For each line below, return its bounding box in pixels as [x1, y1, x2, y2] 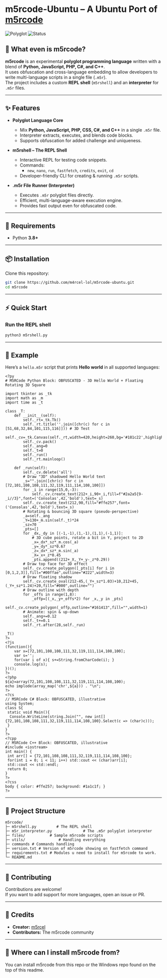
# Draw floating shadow [23, 575, 72, 580]
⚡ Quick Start [5, 304, 47, 312]
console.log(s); [14, 662, 48, 667]
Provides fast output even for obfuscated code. [19, 202, 117, 208]
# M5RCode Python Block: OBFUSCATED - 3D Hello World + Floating [5, 378, 143, 384]
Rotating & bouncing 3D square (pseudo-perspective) [27, 509, 139, 514]
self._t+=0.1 [23, 618, 50, 623]
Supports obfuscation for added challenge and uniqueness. [19, 137, 142, 143]
